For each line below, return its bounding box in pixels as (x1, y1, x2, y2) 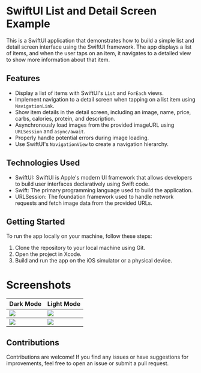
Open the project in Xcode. (14, 250, 82, 258)
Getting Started (6, 216, 65, 226)
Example (6, 17, 50, 31)
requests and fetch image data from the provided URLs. (14, 199, 153, 207)
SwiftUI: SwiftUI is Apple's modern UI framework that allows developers (14, 174, 193, 181)
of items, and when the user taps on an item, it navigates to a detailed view (6, 49, 191, 56)
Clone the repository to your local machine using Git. (14, 244, 146, 252)
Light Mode (47, 300, 81, 308)
